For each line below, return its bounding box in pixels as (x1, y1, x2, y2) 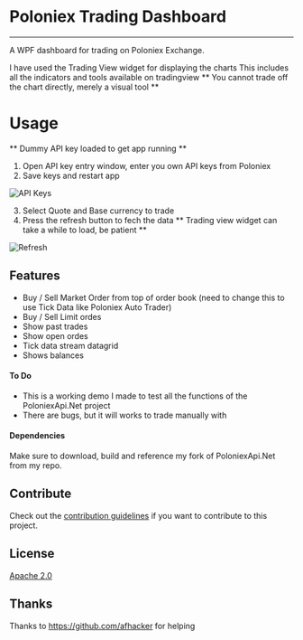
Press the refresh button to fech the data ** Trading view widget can (22, 214, 278, 225)
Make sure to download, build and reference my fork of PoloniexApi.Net (9, 450, 276, 462)
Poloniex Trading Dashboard (9, 6, 227, 27)
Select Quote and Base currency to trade (22, 205, 175, 216)
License (9, 546, 55, 561)
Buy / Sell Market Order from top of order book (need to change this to (22, 292, 286, 303)
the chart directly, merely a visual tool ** (9, 81, 160, 92)
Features (9, 268, 60, 284)
